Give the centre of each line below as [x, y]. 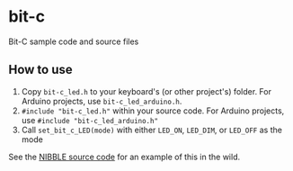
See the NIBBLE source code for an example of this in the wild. [124, 157]
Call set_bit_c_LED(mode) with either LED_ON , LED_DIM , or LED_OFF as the [151, 130]
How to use [40, 70]
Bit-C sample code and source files [74, 41]
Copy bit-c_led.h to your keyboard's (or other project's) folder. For [146, 91]
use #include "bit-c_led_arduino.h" [90, 120]
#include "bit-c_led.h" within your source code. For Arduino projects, [153, 111]
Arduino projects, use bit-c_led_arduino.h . [102, 101]
